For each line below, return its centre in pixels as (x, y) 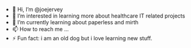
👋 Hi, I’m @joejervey (37, 9)
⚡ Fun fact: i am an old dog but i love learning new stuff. (82, 38)
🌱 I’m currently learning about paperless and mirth (75, 22)
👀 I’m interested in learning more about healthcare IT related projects (99, 16)
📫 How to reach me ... (40, 29)
